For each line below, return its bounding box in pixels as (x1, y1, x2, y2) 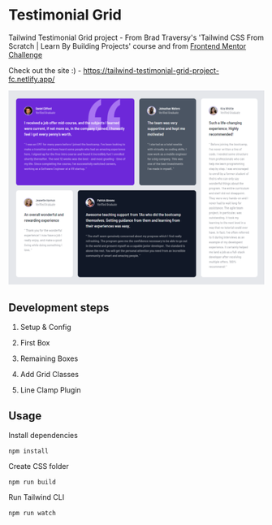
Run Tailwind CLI (8, 492, 65, 501)
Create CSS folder (8, 461, 69, 471)
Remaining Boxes (19, 354, 79, 363)
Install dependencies (8, 430, 79, 440)
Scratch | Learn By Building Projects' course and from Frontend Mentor (8, 41, 247, 50)
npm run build (8, 478, 57, 486)
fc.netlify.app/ (8, 74, 55, 84)
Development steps (8, 301, 110, 315)
